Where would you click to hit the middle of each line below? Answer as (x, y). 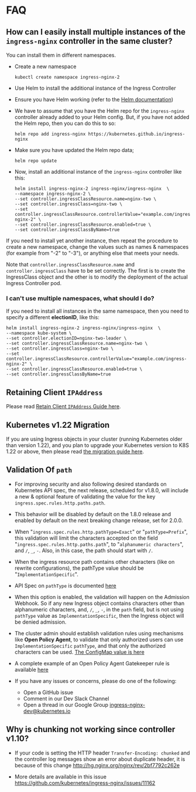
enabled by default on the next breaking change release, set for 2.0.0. (99, 520)
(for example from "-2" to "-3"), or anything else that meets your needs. (93, 253)
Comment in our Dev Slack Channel (66, 698)
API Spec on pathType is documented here (65, 585)
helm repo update (36, 161)
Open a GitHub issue (48, 692)
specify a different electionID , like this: (53, 317)
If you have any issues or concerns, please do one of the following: (95, 681)
